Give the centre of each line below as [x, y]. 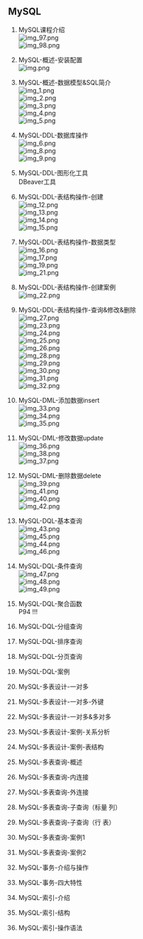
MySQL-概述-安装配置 [50, 60]
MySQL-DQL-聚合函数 [50, 604]
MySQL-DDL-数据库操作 [53, 135]
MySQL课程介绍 [41, 29]
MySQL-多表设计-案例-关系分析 [64, 732]
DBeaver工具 [37, 182]
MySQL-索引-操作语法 [50, 928]
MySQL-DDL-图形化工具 [53, 172]
